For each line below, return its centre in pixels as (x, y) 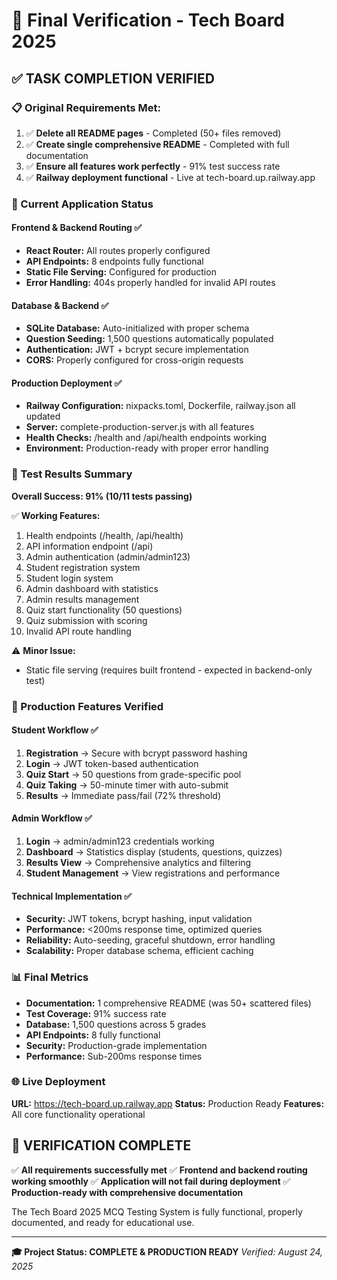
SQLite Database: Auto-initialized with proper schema (137, 328)
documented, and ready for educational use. (103, 1222)
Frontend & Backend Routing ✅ (77, 228)
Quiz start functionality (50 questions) (104, 610)
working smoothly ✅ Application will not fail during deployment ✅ (151, 1181)
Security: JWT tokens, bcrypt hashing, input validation (139, 919)
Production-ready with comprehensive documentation (127, 1192)
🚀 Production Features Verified (87, 706)
